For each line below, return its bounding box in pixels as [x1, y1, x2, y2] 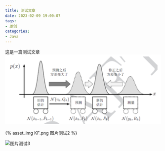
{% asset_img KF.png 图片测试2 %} [5, 130, 78, 136]
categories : [5, 29, 30, 34]
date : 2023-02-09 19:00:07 [5, 13, 61, 18]
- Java [5, 34, 19, 39]
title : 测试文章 [5, 8, 36, 13]
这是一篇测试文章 [5, 49, 40, 54]
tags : [5, 18, 16, 23]
